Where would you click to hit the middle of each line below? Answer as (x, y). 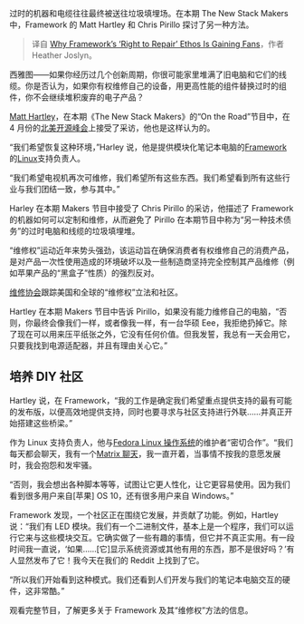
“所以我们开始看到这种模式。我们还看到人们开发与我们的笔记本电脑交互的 (146, 580)
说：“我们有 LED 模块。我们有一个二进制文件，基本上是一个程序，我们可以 (148, 526)
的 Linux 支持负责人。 (47, 158)
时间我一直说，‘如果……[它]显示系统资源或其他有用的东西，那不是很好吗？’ (148, 549)
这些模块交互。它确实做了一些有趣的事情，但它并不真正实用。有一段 (167, 537)
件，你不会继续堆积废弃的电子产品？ (77, 97)
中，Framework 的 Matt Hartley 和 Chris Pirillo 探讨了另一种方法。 (132, 24)
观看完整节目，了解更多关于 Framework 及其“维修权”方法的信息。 (131, 609)
